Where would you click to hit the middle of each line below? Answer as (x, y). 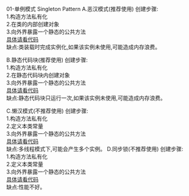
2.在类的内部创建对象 (33, 24)
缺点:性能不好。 (26, 187)
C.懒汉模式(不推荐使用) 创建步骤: (47, 111)
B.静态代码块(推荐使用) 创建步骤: (47, 60)
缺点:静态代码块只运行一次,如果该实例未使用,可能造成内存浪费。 (86, 98)
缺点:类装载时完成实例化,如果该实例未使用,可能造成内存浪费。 (84, 47)
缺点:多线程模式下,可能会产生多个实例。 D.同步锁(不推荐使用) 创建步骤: (95, 149)
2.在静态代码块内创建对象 (38, 75)
